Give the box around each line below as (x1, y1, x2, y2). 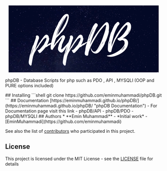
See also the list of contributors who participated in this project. (5, 128, 136, 134)
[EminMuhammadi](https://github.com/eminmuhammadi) (5, 118, 122, 124)
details (5, 161, 19, 167)
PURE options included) (5, 83, 54, 88)
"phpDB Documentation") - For (94, 103, 158, 109)
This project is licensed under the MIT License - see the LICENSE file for (5, 156, 153, 162)
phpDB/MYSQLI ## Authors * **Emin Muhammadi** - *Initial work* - (5, 114, 148, 119)
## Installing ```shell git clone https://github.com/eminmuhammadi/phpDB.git (5, 92, 162, 98)
